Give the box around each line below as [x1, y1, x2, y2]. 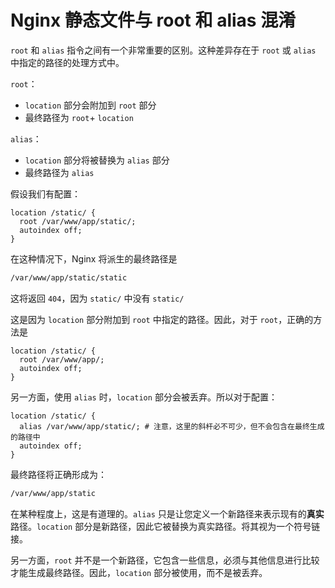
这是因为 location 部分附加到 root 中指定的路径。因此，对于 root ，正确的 [10, 313, 314, 325]
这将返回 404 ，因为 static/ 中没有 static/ [10, 292, 185, 304]
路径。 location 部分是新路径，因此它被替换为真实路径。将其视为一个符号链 [10, 520, 321, 532]
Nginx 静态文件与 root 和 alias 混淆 [10, 9, 297, 32]
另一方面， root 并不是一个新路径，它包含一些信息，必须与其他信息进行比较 [10, 554, 320, 566]
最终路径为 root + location [24, 111, 134, 123]
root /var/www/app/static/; [19, 216, 137, 226]
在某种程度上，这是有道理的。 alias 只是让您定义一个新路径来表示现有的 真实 [10, 507, 325, 520]
